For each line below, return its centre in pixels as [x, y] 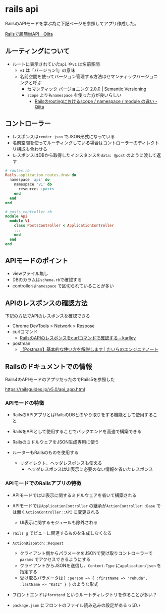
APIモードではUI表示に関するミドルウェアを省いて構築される [74, 495]
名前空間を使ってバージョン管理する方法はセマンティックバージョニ [89, 76]
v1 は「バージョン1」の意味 [47, 70]
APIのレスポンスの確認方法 [46, 303]
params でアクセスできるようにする [55, 559]
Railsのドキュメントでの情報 [49, 366]
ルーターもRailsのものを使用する [45, 452]
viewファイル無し [30, 274]
